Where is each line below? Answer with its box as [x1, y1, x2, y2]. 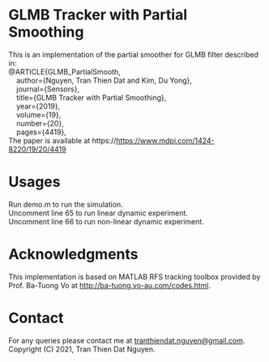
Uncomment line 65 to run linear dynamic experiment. [8, 208, 189, 218]
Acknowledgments [8, 245, 139, 264]
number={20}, [15, 118, 65, 128]
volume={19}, [15, 109, 62, 119]
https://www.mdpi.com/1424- [116, 135, 215, 145]
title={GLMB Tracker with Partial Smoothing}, [15, 92, 167, 102]
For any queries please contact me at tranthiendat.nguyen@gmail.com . [8, 335, 246, 345]
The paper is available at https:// [8, 135, 117, 145]
